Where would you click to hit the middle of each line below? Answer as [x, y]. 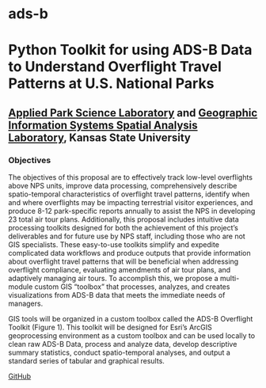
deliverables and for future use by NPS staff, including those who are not [127, 236]
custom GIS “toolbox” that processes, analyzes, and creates [132, 287]
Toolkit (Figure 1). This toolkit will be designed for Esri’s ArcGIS [110, 327]
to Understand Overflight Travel [115, 67]
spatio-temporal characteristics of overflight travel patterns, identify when [129, 194]
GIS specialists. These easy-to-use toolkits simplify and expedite [114, 245]
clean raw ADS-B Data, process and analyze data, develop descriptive [123, 344]
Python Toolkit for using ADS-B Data [130, 50]
